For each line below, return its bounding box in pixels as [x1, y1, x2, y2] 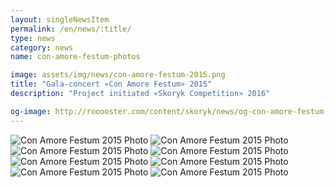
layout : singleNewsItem [10, 14, 110, 25]
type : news [10, 33, 56, 43]
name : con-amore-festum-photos [10, 52, 141, 62]
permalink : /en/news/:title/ [10, 24, 132, 34]
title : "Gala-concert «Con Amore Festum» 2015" [10, 79, 213, 90]
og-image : [10, 106, 52, 116]
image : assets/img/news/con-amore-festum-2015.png [10, 70, 226, 80]
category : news [10, 42, 74, 53]
